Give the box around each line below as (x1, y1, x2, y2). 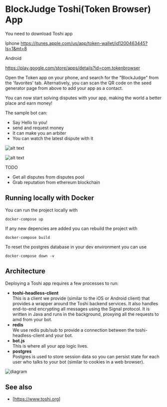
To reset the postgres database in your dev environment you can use (5, 243, 147, 250)
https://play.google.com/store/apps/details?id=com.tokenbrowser (5, 65, 141, 71)
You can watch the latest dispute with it (12, 135, 94, 141)
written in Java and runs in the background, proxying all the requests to (12, 311, 159, 317)
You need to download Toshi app (5, 30, 73, 36)
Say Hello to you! (12, 119, 47, 125)
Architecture (5, 267, 46, 275)
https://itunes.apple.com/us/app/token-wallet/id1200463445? (20, 40, 148, 46)
